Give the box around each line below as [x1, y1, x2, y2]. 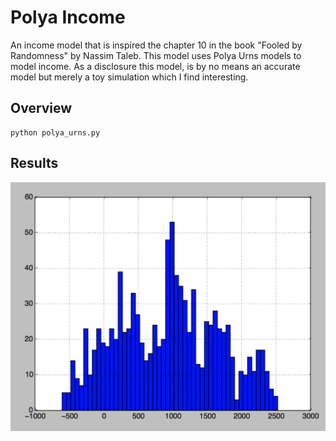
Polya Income [10, 6, 126, 29]
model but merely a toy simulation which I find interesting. [10, 71, 249, 83]
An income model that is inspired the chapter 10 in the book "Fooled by [10, 39, 303, 51]
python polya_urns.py [10, 127, 101, 138]
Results [10, 155, 59, 172]
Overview [10, 100, 73, 117]
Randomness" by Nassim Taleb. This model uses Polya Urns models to [10, 49, 302, 61]
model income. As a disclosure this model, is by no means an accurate [10, 60, 301, 72]
